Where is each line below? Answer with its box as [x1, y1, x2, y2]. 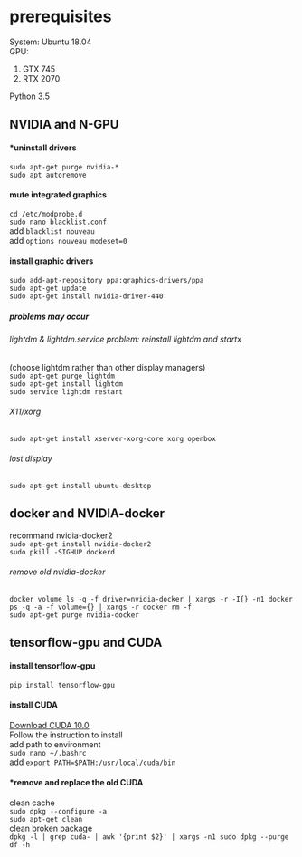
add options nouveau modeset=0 [9, 235, 127, 246]
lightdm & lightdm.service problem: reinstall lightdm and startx [9, 333, 242, 344]
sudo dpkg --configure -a [9, 806, 107, 816]
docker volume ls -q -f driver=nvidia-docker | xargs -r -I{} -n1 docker [9, 594, 294, 603]
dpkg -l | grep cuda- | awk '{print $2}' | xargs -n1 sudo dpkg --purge [9, 832, 289, 842]
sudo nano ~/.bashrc [9, 748, 88, 757]
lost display [9, 453, 52, 464]
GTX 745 [22, 63, 56, 74]
